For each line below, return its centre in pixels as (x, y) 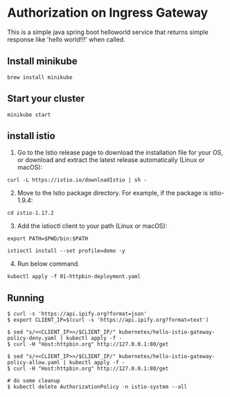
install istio (31, 136)
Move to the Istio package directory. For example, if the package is (113, 193)
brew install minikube (40, 77)
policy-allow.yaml (34, 363)
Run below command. (48, 264)
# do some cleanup (34, 381)
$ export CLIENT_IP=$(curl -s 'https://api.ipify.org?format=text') (108, 320)
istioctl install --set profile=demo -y (67, 251)
